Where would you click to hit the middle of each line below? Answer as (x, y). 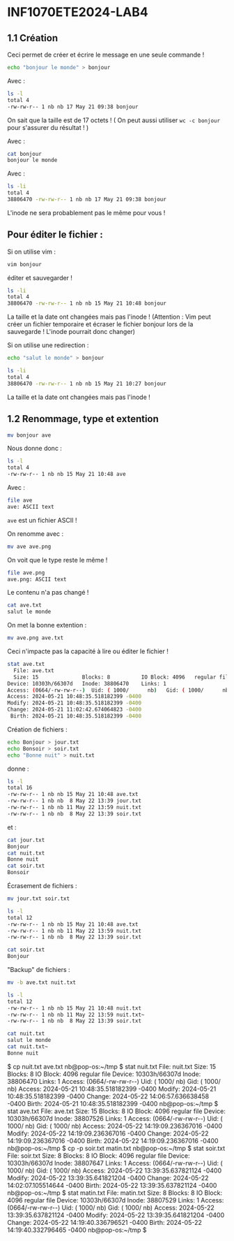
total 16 (20, 788)
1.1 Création (33, 38)
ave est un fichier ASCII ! (42, 520)
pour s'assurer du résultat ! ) (48, 127)
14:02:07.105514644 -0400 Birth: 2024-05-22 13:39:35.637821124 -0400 (112, 1185)
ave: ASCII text (31, 507)
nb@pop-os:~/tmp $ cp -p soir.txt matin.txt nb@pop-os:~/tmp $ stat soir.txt (116, 1148)
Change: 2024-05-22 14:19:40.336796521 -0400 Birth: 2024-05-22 (104, 1222)
